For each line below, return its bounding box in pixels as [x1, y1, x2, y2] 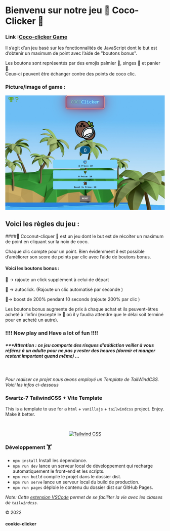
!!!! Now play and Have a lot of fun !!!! [5, 329, 99, 336]
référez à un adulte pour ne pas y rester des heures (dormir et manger [5, 347, 156, 354]
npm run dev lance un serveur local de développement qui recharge [12, 463, 153, 469]
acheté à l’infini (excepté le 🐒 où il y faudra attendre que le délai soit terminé [5, 312, 164, 318]
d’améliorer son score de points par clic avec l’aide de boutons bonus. [5, 253, 151, 260]
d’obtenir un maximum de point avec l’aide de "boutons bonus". [5, 50, 138, 56]
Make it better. [5, 411, 35, 418]
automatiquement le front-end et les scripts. [12, 468, 105, 474]
